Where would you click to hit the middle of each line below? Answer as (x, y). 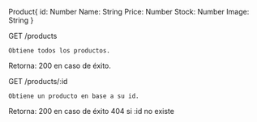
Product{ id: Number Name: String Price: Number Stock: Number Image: (129, 12)
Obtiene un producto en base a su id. (74, 96)
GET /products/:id (38, 81)
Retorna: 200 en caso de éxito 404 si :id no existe (91, 111)
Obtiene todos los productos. (60, 51)
